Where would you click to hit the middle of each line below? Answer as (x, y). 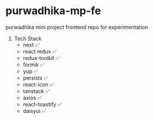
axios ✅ (32, 98)
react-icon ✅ (38, 84)
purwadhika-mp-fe (53, 11)
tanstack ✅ (36, 91)
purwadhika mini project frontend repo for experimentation (77, 27)
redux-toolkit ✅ (41, 58)
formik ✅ (34, 64)
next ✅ (31, 45)
